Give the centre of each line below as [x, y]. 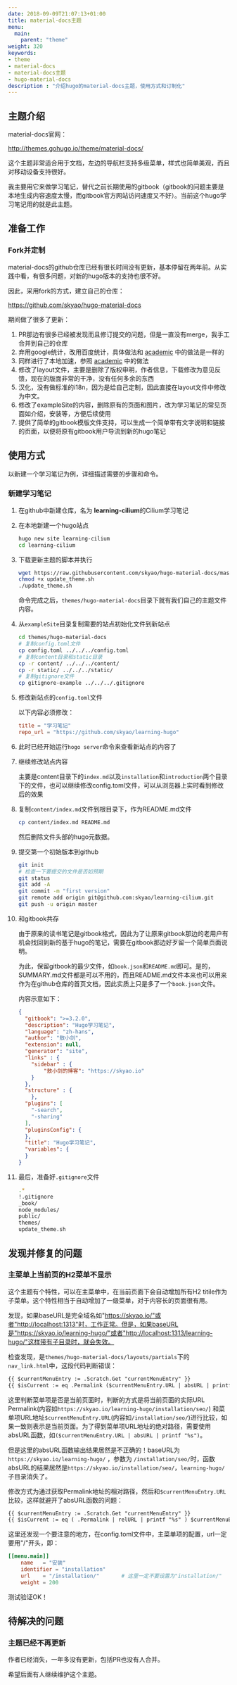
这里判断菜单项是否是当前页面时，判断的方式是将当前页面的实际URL [107, 1400]
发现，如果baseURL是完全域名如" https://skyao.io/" [82, 1315]
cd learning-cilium [47, 545]
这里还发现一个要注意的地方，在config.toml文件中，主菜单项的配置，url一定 [117, 1534]
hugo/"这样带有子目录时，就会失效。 [61, 1342]
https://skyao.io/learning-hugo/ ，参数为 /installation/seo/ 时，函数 [111, 1458]
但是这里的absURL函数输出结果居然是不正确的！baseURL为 [94, 1450]
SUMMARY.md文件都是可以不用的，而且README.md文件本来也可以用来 [122, 975]
